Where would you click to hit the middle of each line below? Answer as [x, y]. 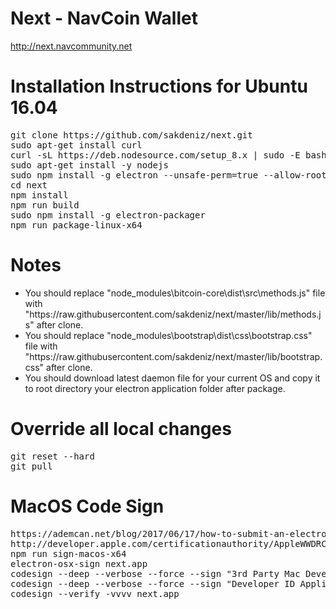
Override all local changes [121, 429]
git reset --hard [52, 456]
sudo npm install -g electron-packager [108, 215]
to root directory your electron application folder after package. [155, 388]
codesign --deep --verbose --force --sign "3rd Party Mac [155, 573]
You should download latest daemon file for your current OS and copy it [172, 378]
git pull [31, 466]
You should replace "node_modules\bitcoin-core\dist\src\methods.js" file [175, 293]
